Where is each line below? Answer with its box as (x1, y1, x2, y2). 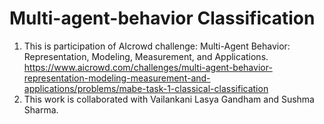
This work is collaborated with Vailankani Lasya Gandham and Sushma (23, 93, 315, 105)
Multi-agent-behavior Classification (9, 7, 316, 30)
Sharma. (23, 103, 59, 116)
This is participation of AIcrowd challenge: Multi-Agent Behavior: (23, 40, 291, 52)
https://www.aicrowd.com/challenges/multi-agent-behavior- (23, 61, 273, 73)
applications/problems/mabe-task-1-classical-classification (23, 82, 269, 94)
